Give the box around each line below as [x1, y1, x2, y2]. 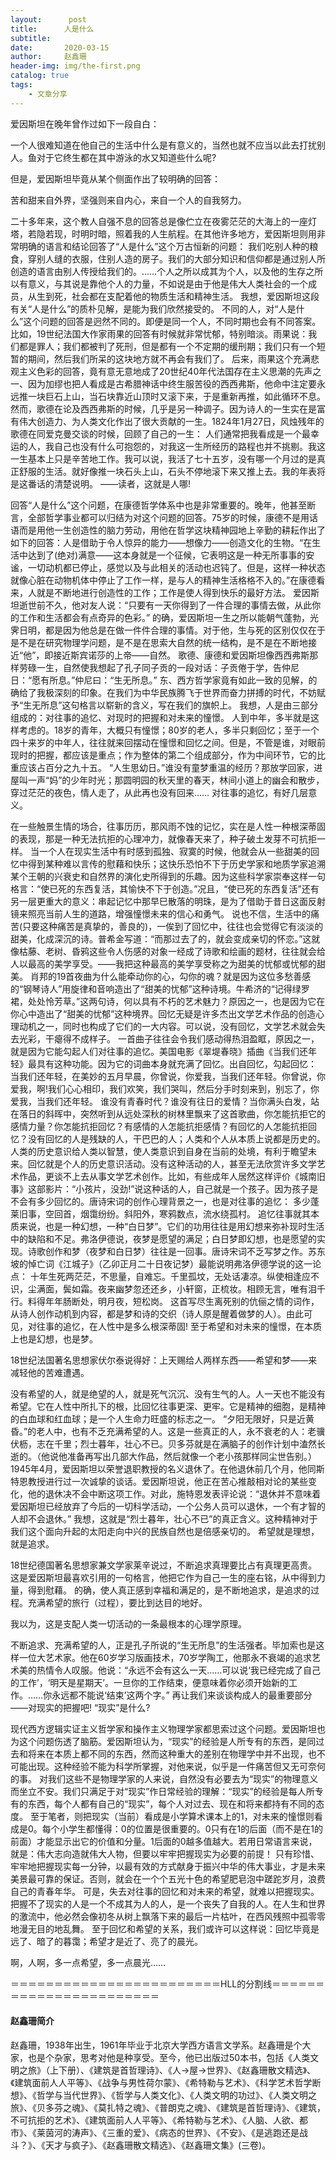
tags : [10, 80, 33, 90]
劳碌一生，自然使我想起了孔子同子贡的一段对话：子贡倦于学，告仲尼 [18, 661, 300, 673]
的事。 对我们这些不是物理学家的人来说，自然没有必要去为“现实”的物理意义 [10, 1772, 319, 1785]
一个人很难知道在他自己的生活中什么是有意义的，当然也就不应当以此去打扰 [10, 139, 317, 151]
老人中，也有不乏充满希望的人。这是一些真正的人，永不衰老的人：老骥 [36, 1425, 326, 1437]
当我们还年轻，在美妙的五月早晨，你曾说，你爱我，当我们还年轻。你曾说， [10, 1070, 317, 1082]
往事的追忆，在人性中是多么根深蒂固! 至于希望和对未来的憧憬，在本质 [36, 1320, 322, 1332]
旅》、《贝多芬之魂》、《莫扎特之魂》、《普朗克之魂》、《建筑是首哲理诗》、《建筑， [10, 2101, 326, 2113]
